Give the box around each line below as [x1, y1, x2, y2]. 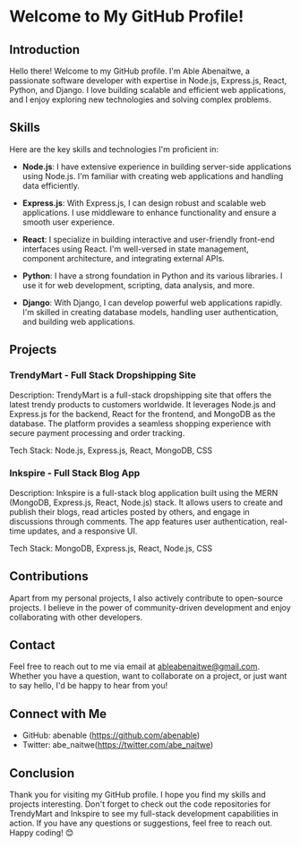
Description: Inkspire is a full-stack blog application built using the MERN [9, 487, 279, 498]
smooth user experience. [21, 217, 115, 227]
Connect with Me [9, 706, 107, 722]
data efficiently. [21, 180, 81, 191]
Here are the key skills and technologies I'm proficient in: [9, 143, 219, 154]
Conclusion [9, 766, 75, 781]
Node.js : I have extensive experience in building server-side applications [21, 161, 292, 172]
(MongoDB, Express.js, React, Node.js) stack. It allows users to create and [9, 497, 284, 508]
